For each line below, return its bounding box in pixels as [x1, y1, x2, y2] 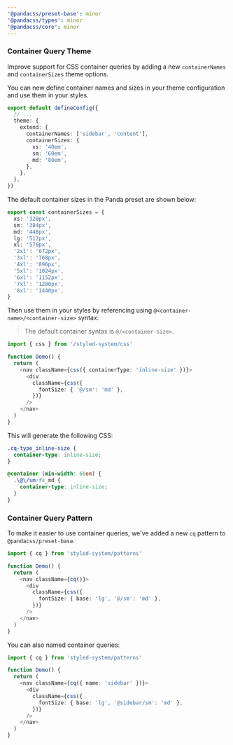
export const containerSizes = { [7, 209, 105, 216]
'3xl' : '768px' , [13, 254, 61, 261]
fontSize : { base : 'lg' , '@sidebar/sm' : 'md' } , [38, 699, 183, 706]
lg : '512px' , [13, 235, 52, 242]
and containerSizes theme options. [7, 69, 109, 78]
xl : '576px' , [13, 241, 52, 249]
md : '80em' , [32, 156, 68, 163]
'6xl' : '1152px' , [13, 274, 64, 281]
